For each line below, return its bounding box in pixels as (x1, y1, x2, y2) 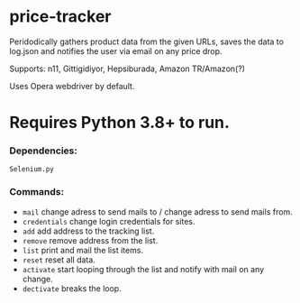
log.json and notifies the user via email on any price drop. (9, 45, 223, 56)
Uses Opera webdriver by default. (9, 80, 135, 91)
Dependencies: (9, 144, 78, 157)
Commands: (9, 186, 65, 198)
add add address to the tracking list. (22, 225, 155, 236)
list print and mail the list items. (22, 244, 144, 255)
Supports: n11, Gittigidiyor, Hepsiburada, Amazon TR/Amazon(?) (9, 63, 246, 74)
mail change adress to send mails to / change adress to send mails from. (22, 206, 293, 217)
